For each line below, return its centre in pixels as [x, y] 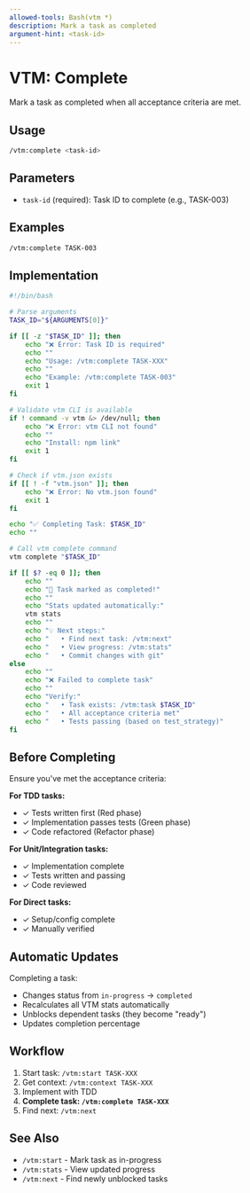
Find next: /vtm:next [59, 1111]
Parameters [42, 178]
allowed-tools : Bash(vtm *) [61, 17]
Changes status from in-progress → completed [107, 995]
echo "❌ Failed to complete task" [89, 680]
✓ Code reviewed [54, 885]
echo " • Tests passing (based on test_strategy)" [125, 721]
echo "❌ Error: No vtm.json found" [91, 492]
